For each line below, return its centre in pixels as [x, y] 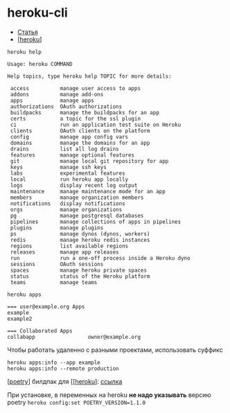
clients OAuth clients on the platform [80, 131]
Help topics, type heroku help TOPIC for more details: [89, 76]
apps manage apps [52, 100]
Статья [27, 32]
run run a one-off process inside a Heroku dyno [100, 258]
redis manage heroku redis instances [80, 240]
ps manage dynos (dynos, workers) [80, 234]
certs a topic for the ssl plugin [75, 118]
